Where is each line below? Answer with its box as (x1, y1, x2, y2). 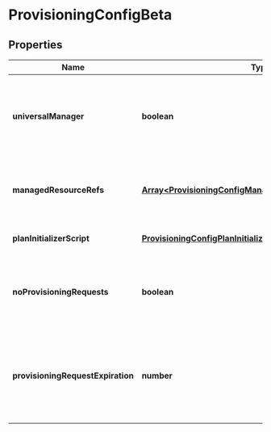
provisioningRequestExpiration (12, 370, 135, 381)
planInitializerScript (12, 233, 90, 244)
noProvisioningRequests (12, 287, 109, 297)
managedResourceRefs (12, 184, 105, 195)
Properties (8, 38, 63, 52)
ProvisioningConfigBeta (8, 6, 173, 24)
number (141, 370, 173, 381)
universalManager (12, 111, 85, 122)
